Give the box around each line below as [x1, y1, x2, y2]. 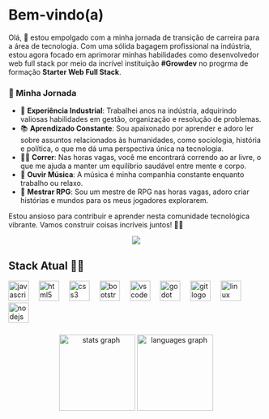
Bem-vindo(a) [8, 6, 104, 24]
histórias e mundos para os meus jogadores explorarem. [19, 196, 209, 205]
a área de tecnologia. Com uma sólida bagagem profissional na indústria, [8, 41, 253, 50]
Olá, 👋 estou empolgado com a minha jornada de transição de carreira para [8, 32, 260, 42]
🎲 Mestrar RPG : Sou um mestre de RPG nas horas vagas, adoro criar [19, 187, 250, 197]
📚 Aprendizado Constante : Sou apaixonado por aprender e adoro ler [19, 123, 254, 133]
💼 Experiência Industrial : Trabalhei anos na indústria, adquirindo [19, 106, 237, 115]
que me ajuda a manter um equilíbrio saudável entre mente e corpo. [19, 161, 247, 171]
